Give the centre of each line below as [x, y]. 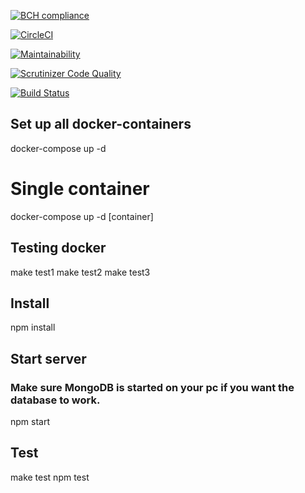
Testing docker [58, 248]
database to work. [55, 400]
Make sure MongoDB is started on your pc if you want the [152, 387]
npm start [30, 422]
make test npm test [50, 477]
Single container [80, 189]
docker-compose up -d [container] [82, 216]
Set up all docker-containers [101, 124]
